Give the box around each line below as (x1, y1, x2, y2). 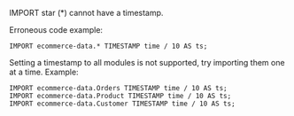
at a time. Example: (9, 66, 79, 77)
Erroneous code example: (9, 25, 104, 35)
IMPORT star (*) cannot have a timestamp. (9, 8, 164, 18)
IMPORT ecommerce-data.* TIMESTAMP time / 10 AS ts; (9, 42, 208, 50)
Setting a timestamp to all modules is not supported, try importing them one (9, 58, 285, 67)
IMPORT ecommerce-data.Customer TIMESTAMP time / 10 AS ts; (9, 99, 236, 108)
